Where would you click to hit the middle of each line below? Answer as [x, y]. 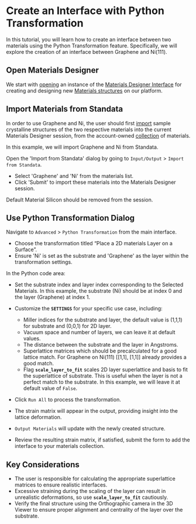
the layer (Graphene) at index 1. [52, 297]
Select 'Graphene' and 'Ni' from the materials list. [74, 176]
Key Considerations [43, 465]
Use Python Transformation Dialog [71, 218]
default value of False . [50, 388]
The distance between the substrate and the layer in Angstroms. [101, 345]
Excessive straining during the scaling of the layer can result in [90, 491]
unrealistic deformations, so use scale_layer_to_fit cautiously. [91, 497]
